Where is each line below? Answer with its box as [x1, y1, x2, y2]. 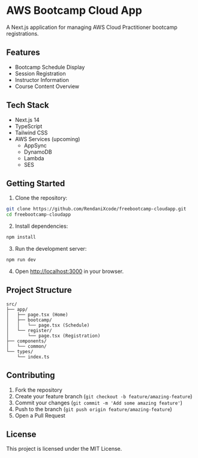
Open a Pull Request [14, 412, 66, 419]
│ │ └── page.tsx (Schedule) [6, 322, 90, 328]
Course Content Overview [14, 83, 80, 90]
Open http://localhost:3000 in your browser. [14, 268, 124, 275]
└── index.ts [17, 354, 50, 360]
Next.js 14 [14, 116, 40, 124]
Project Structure [6, 285, 72, 295]
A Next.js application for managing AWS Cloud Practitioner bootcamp [6, 24, 178, 31]
